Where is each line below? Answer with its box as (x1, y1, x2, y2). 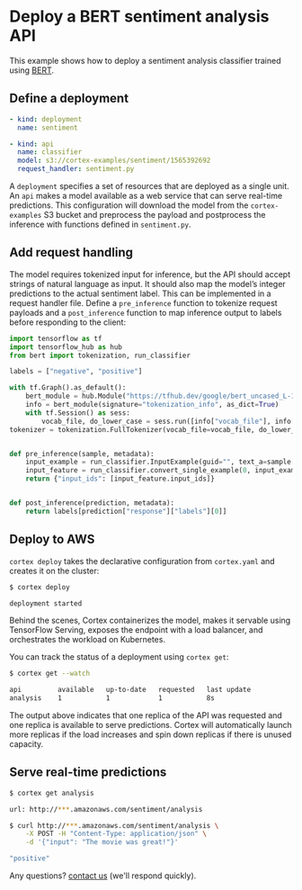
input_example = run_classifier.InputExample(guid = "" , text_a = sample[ (25, 457, 296, 467)
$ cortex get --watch (9, 669, 91, 679)
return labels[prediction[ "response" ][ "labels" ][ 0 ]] (25, 507, 227, 516)
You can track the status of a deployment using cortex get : (9, 652, 229, 662)
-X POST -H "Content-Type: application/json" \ (25, 830, 207, 839)
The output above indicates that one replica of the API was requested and (9, 710, 283, 721)
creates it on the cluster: (9, 565, 100, 576)
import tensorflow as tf (9, 334, 102, 343)
